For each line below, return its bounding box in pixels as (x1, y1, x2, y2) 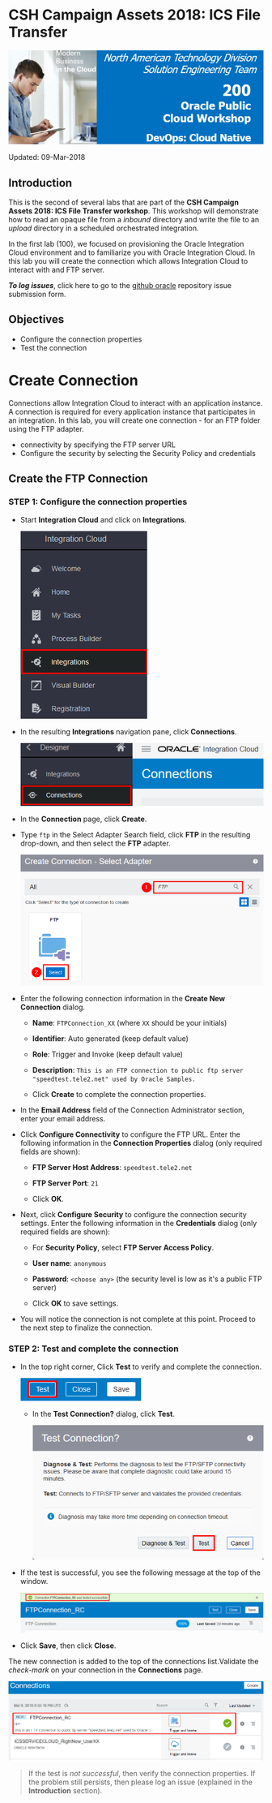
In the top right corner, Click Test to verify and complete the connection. (19, 1362, 262, 1371)
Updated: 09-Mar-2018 (8, 153, 86, 162)
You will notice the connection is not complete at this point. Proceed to (19, 1315, 257, 1324)
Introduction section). (28, 1785, 103, 1795)
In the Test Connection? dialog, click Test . (32, 1409, 176, 1418)
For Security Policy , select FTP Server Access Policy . (32, 1243, 215, 1253)
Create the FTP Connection (8, 472, 148, 486)
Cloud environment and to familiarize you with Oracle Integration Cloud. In (8, 247, 256, 257)
